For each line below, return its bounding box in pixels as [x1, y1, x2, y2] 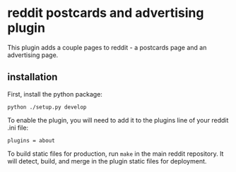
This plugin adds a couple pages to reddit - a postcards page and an [7, 43, 207, 51]
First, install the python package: [7, 90, 102, 98]
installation [7, 71, 58, 83]
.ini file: [7, 123, 29, 132]
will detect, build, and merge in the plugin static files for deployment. [7, 156, 207, 165]
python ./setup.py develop [7, 104, 87, 111]
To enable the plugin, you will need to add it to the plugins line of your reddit [7, 116, 229, 124]
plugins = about [7, 137, 55, 144]
